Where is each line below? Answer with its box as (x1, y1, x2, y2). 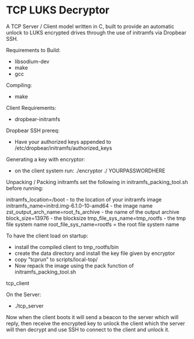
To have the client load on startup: (6, 232, 89, 239)
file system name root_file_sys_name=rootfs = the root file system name (6, 220, 179, 228)
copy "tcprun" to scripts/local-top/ (14, 255, 98, 263)
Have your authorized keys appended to (14, 138, 112, 145)
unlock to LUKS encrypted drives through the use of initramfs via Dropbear (6, 29, 187, 36)
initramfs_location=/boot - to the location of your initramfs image (6, 196, 162, 203)
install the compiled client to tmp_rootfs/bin (14, 243, 119, 250)
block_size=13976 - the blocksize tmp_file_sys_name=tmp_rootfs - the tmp (6, 215, 186, 222)
